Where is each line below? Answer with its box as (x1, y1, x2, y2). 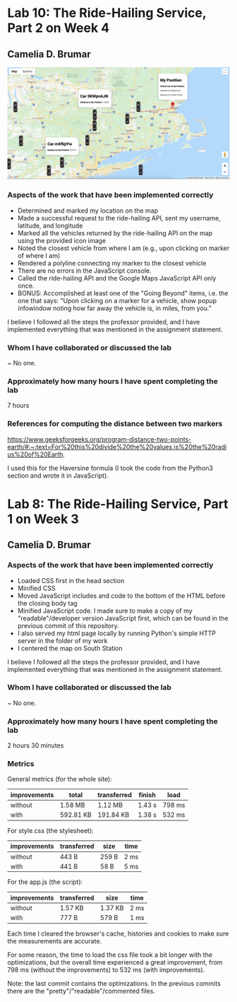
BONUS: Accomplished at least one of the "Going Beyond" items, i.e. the (17, 288, 229, 297)
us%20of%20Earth (7, 450, 63, 459)
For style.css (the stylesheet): (7, 826, 94, 835)
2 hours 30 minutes (7, 741, 64, 750)
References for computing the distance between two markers (7, 419, 223, 429)
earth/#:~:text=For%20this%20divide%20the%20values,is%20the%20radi (7, 442, 227, 451)
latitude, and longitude (17, 221, 83, 230)
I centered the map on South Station (17, 644, 123, 652)
